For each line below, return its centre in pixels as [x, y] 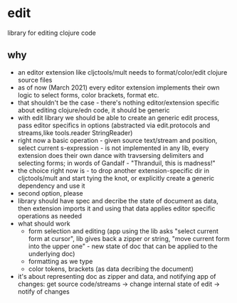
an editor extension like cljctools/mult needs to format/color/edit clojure [122, 72]
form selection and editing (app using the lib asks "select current [123, 231]
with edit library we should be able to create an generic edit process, [118, 117]
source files [35, 80]
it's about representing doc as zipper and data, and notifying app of [117, 276]
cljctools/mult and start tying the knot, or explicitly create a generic [116, 178]
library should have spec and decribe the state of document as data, [118, 201]
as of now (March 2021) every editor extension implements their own [118, 87]
